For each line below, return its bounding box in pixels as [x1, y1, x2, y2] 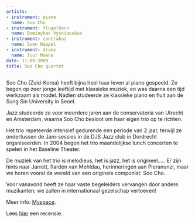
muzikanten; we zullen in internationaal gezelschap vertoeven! [6, 187, 156, 194]
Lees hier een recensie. [6, 210, 63, 217]
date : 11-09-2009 [6, 58, 49, 63]
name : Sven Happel [11, 42, 57, 48]
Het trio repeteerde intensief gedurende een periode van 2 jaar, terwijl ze [6, 127, 182, 134]
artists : [6, 8, 28, 15]
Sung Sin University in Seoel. [6, 98, 76, 105]
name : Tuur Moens [11, 52, 54, 58]
